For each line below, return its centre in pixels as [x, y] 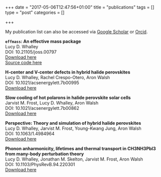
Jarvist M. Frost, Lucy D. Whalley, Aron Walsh [52, 103]
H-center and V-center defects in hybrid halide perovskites [68, 72]
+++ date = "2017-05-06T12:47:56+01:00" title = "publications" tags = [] [80, 7]
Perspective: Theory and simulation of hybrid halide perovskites [73, 123]
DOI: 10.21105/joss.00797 [31, 52]
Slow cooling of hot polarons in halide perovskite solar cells [68, 97]
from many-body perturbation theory [45, 154]
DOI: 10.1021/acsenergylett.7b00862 [42, 108]
